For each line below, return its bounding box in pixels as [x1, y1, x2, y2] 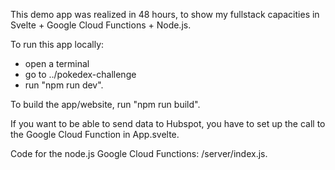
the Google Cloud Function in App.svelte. [10, 129, 180, 140]
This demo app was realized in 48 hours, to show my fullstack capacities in [10, 9, 320, 20]
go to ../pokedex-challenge [24, 69, 137, 80]
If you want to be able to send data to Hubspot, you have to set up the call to [10, 118, 326, 129]
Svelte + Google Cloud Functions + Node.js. [10, 19, 192, 31]
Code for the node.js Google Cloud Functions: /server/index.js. [10, 148, 268, 159]
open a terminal [24, 58, 90, 69]
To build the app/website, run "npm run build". [10, 99, 201, 110]
